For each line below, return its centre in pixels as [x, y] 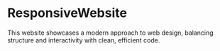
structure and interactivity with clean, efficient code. [84, 40]
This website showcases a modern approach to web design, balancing [111, 33]
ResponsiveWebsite [67, 13]
